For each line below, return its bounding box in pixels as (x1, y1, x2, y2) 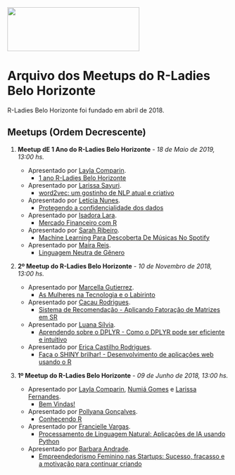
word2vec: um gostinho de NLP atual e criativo (38, 188, 174, 197)
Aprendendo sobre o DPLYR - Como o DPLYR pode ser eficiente (38, 327, 225, 336)
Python (38, 437, 60, 445)
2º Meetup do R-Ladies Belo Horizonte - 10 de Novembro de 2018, (17, 261, 212, 270)
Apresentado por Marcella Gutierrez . (27, 282, 134, 291)
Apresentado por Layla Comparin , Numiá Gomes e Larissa (27, 384, 197, 393)
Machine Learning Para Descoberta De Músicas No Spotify (38, 233, 210, 242)
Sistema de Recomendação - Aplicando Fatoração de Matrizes (38, 305, 220, 313)
